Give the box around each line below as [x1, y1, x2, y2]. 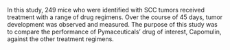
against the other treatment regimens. [7, 35, 115, 43]
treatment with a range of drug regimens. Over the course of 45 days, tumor [7, 13, 223, 21]
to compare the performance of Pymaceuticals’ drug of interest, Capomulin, [7, 27, 222, 36]
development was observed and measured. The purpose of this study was [7, 21, 218, 28]
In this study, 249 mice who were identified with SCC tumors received [7, 6, 205, 14]
